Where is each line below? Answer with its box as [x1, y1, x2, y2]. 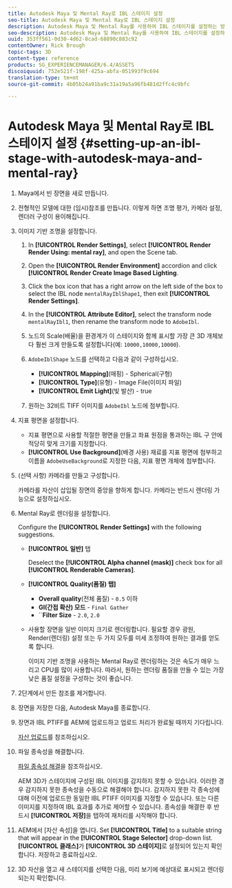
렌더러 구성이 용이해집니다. [17, 212, 90, 221]
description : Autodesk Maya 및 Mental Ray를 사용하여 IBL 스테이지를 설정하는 [8, 23, 218, 30]
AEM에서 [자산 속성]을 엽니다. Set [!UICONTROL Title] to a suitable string [17, 826, 222, 834]
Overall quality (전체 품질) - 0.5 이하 [38, 594, 138, 603]
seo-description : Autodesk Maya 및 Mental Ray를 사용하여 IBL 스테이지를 [8, 29, 208, 37]
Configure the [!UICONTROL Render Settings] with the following [17, 523, 202, 532]
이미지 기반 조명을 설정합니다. [17, 227, 98, 235]
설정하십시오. [36, 494, 72, 503]
